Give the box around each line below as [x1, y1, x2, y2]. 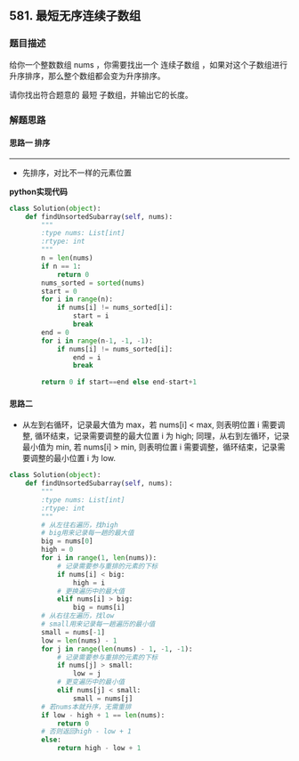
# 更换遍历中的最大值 [56, 587, 125, 595]
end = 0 [41, 328, 69, 336]
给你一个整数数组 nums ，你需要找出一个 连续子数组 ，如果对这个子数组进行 [9, 59, 287, 69]
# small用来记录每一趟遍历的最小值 [41, 619, 156, 629]
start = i [72, 312, 109, 320]
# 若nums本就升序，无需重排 [41, 702, 132, 711]
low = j [72, 669, 101, 678]
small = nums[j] [72, 693, 133, 703]
